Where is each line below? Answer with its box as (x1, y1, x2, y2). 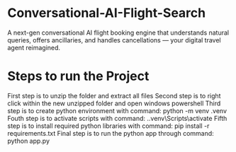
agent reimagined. (7, 43, 61, 52)
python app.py (7, 136, 50, 145)
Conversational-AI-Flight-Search (7, 5, 206, 21)
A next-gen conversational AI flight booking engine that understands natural (7, 28, 229, 37)
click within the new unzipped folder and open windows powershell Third (7, 99, 221, 107)
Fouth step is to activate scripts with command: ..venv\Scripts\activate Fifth (7, 114, 227, 122)
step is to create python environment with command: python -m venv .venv (7, 106, 227, 115)
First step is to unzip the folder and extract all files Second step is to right (7, 91, 221, 100)
